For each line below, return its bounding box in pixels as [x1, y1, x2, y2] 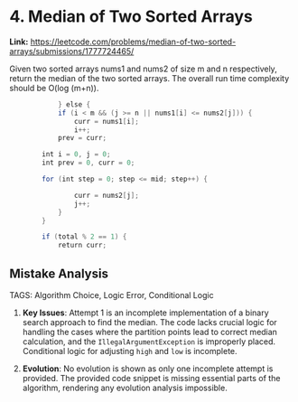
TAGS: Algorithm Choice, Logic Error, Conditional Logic [9, 290, 214, 300]
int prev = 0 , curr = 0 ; [42, 158, 135, 168]
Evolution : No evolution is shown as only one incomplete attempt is [22, 363, 274, 374]
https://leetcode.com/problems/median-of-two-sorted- [30, 36, 237, 47]
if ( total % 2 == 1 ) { [42, 232, 127, 241]
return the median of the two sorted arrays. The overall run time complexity [9, 72, 290, 83]
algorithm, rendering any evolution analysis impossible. [22, 382, 228, 393]
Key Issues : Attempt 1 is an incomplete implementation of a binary [22, 307, 269, 318]
